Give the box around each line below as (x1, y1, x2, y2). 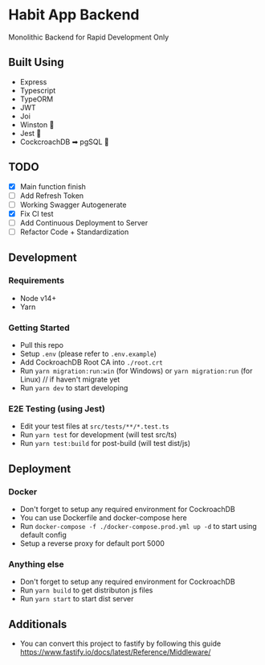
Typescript (19, 85, 56, 95)
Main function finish (19, 181, 87, 191)
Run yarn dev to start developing (19, 382, 128, 392)
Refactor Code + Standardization (19, 227, 129, 237)
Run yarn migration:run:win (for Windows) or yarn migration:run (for (19, 366, 253, 375)
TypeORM (19, 94, 54, 104)
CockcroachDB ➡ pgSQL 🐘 (19, 137, 110, 147)
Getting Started (8, 322, 70, 333)
